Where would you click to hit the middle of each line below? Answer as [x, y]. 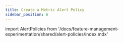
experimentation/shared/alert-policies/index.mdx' [57, 34]
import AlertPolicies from [31, 28]
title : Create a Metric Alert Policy [45, 10]
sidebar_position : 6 [27, 14]
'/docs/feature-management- [88, 28]
